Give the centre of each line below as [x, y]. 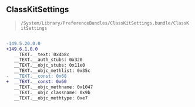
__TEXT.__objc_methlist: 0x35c [52, 71]
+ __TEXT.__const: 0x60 [36, 81]
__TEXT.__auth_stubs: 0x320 [48, 60]
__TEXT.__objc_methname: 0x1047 [53, 87]
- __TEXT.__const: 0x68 [36, 76]
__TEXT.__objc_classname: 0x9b [52, 92]
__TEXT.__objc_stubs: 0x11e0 [49, 65]
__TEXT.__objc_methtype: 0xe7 [51, 98]
